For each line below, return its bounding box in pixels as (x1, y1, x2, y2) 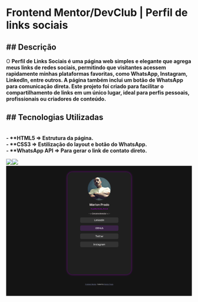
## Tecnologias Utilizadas (6, 112, 104, 122)
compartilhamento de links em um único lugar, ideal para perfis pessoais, (6, 89, 190, 96)
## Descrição (6, 42, 57, 52)
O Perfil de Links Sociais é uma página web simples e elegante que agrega (6, 58, 192, 64)
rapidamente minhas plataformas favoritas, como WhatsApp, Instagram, (6, 70, 187, 77)
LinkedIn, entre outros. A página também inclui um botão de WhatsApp (6, 77, 184, 83)
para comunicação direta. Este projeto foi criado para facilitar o (6, 83, 164, 90)
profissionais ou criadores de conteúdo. (6, 95, 107, 102)
